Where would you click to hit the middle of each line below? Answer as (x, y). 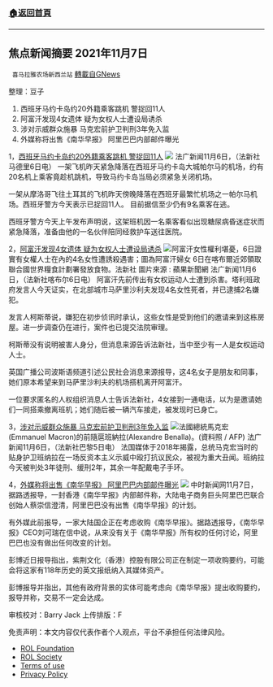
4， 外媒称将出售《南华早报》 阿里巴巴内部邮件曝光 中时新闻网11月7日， (133, 485)
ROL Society (41, 657)
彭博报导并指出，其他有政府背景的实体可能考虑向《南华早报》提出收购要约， (136, 588)
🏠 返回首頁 (30, 12)
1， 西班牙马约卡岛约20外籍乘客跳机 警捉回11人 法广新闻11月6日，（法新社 (134, 157)
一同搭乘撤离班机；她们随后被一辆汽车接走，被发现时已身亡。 (118, 410)
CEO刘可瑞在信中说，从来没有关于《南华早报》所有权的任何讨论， (133, 533)
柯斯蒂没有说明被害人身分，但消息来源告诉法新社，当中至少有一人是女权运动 (136, 345)
